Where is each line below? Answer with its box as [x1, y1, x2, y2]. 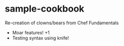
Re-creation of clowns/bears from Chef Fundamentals [5, 20, 119, 26]
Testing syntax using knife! [12, 35, 69, 41]
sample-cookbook [5, 3, 85, 15]
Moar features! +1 [12, 29, 50, 35]
